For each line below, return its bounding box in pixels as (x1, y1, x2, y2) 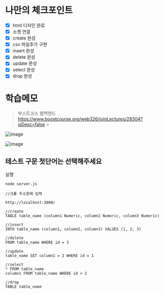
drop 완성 (12, 73, 32, 79)
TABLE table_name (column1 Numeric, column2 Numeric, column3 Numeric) (5, 214, 159, 219)
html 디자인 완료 (12, 22, 45, 28)
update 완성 (12, 60, 37, 66)
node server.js (5, 182, 37, 187)
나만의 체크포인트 (5, 5, 73, 16)
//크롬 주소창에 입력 (5, 191, 43, 196)
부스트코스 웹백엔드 (17, 110, 56, 116)
